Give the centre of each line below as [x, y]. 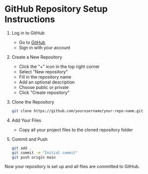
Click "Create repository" [44, 92]
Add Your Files [26, 120]
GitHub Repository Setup [56, 9]
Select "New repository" [43, 71]
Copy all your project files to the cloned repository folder [76, 130]
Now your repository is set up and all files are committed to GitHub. [72, 167]
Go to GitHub [32, 42]
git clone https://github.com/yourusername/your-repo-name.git [77, 111]
